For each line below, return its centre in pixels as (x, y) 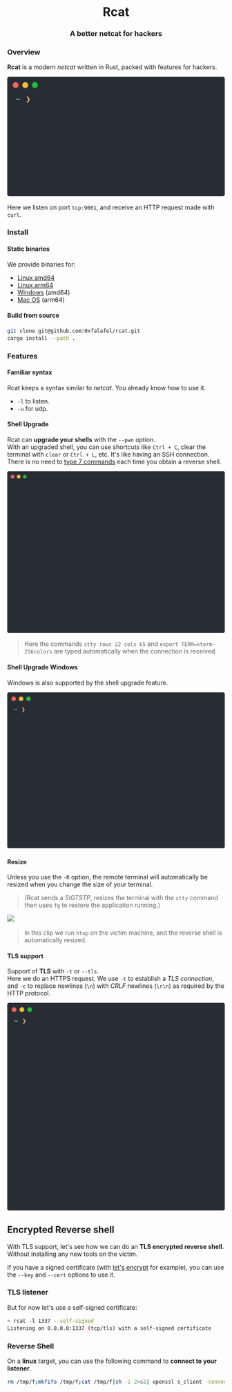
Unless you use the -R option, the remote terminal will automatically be (108, 877)
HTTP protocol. (29, 993)
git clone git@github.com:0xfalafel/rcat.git (74, 331)
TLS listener (28, 1293)
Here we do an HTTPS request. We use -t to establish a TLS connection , (110, 979)
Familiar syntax (30, 372)
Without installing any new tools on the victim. (72, 1254)
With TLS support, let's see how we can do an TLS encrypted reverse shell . (116, 1246)
